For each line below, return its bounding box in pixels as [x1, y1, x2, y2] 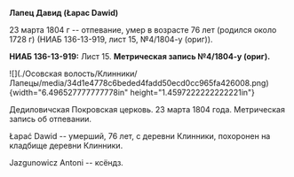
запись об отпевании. [9, 114, 91, 124]
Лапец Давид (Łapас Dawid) [9, 8, 119, 18]
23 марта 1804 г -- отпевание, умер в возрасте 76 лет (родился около [9, 25, 277, 35]
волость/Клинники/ [63, 68, 138, 79]
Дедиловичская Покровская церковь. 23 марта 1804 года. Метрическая [9, 104, 286, 114]
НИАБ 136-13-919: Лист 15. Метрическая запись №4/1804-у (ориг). [9, 51, 271, 61]
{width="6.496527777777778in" [9, 88, 129, 97]
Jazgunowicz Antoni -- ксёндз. [9, 158, 124, 167]
